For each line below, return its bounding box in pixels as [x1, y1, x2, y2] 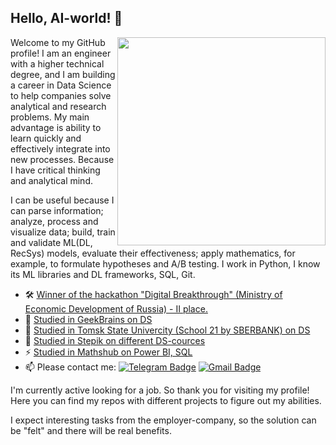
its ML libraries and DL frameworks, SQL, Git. [10, 268, 196, 280]
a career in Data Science [10, 79, 112, 91]
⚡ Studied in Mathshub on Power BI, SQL [24, 346, 193, 358]
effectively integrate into [10, 142, 111, 155]
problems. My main [10, 111, 90, 123]
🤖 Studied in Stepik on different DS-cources [24, 334, 206, 346]
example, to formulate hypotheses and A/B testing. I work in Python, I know [10, 257, 321, 270]
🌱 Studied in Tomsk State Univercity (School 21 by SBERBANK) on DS [24, 324, 311, 336]
